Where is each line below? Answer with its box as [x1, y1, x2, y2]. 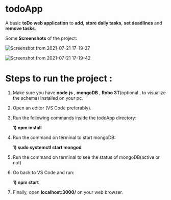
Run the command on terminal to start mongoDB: [12, 134, 116, 140]
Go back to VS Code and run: [12, 169, 75, 176]
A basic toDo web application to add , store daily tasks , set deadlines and [5, 20, 162, 26]
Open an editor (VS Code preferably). [12, 105, 92, 111]
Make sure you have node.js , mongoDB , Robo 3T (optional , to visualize [12, 90, 166, 96]
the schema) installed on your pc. [12, 95, 83, 101]
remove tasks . [5, 25, 36, 31]
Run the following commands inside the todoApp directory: [12, 115, 137, 121]
